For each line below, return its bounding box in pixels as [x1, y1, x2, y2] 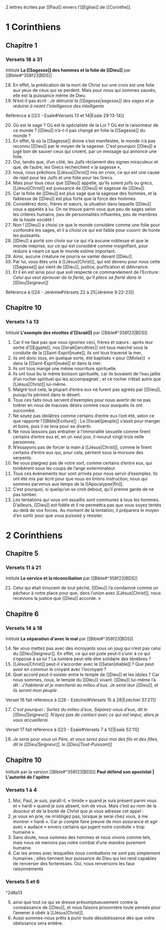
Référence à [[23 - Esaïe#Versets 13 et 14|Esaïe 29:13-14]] [5, 112, 124, 118]
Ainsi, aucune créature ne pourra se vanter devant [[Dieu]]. [12, 253, 133, 259]
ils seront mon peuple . [12, 687, 60, 693]
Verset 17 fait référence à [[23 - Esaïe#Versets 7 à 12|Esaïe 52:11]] [5, 726, 139, 733]
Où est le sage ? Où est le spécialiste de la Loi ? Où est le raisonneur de [12, 122, 159, 128]
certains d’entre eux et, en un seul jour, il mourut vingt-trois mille [12, 433, 144, 439]
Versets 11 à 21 [5, 564, 41, 571]
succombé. [12, 407, 36, 413]
